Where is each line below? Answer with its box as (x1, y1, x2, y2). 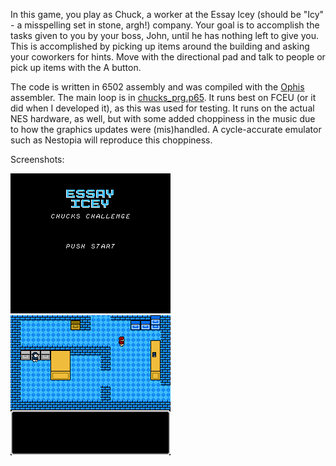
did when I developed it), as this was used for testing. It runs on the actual (10, 102, 315, 114)
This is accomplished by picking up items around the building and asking (10, 40, 310, 52)
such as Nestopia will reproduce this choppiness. (10, 134, 213, 146)
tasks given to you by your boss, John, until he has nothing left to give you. (10, 30, 319, 41)
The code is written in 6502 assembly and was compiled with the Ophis (10, 81, 305, 93)
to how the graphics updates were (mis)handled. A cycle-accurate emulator (10, 124, 322, 135)
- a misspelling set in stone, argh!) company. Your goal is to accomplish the (10, 19, 320, 31)
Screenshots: (10, 154, 65, 165)
